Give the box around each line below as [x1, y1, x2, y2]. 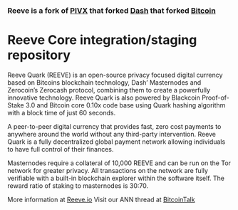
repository [7, 47, 71, 63]
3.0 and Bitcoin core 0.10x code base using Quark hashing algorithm [25, 100, 226, 109]
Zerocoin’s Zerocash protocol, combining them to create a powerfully [7, 85, 211, 94]
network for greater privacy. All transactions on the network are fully [7, 166, 209, 174]
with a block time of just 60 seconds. [7, 108, 116, 117]
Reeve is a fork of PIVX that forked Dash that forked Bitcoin [7, 6, 216, 16]
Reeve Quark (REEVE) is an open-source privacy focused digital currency [7, 70, 223, 79]
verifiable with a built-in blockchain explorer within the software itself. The [7, 174, 224, 182]
